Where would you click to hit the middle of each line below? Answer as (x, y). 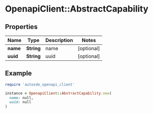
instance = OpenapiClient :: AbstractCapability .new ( (58, 93)
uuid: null (20, 102)
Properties (21, 27)
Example (18, 73)
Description (59, 40)
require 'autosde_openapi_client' (40, 85)
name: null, (22, 98)
